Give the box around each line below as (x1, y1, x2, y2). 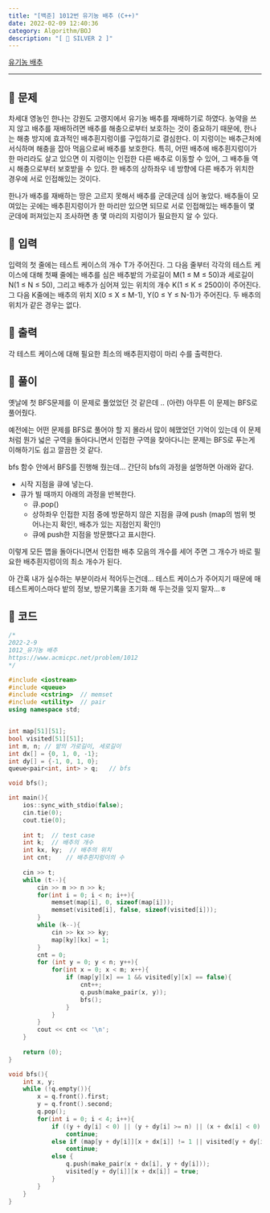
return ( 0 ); (22, 1048, 63, 1056)
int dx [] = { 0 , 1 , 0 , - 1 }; (8, 749, 99, 757)
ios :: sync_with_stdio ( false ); (22, 802, 125, 810)
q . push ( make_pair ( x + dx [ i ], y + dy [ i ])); (65, 1160, 211, 1168)
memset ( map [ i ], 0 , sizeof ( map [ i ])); (51, 898, 174, 906)
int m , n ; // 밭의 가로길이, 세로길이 (8, 742, 122, 750)
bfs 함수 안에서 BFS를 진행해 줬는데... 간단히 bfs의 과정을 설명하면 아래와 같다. (8, 462, 255, 472)
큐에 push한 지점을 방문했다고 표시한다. (31, 529, 157, 539)
